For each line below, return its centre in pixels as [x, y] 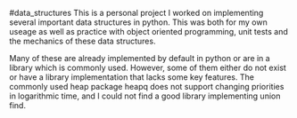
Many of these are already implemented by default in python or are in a [140, 58]
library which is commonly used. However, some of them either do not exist [148, 67]
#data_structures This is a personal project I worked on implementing [136, 13]
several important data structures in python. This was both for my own [138, 22]
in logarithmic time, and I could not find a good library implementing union [145, 96]
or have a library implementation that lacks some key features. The [132, 77]
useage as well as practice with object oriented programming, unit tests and [148, 31]
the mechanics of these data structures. [82, 41]
